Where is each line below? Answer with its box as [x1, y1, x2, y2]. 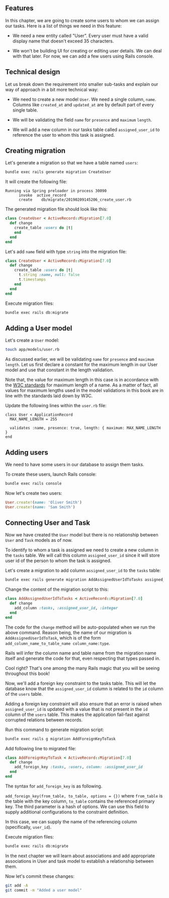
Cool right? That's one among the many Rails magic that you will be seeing [5, 665, 160, 671]
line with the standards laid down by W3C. [5, 393, 93, 399]
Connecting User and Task [5, 518, 91, 527]
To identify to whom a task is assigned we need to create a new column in [5, 547, 158, 553]
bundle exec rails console [5, 481, 62, 486]
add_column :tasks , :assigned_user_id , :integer [14, 605, 118, 610]
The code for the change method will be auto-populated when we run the [5, 624, 155, 630]
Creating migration [5, 146, 66, 155]
